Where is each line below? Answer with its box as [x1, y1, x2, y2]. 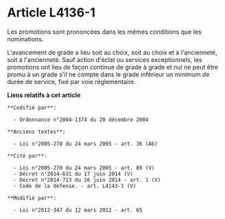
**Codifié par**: [7, 104, 57, 111]
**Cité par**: [7, 152, 48, 159]
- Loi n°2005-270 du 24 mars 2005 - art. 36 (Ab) [13, 140, 158, 147]
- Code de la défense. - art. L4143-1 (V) [13, 182, 137, 189]
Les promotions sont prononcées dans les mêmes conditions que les [7, 28, 202, 36]
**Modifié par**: [7, 194, 57, 201]
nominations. [7, 34, 44, 43]
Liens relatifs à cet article [7, 91, 81, 99]
